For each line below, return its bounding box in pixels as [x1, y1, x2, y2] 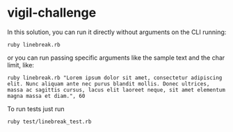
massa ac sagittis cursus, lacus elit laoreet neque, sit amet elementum [7, 86, 226, 93]
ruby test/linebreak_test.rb [7, 118, 92, 125]
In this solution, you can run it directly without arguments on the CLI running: [7, 28, 227, 36]
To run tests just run [7, 104, 65, 113]
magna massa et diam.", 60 [7, 92, 86, 99]
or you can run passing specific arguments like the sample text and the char [7, 53, 225, 62]
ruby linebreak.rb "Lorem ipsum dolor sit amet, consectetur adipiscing [7, 74, 223, 81]
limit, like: [7, 60, 35, 69]
